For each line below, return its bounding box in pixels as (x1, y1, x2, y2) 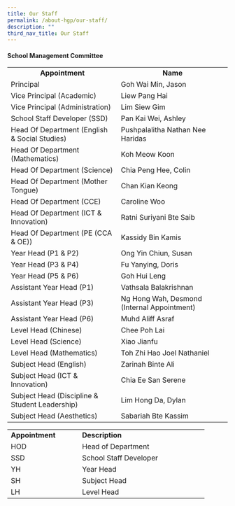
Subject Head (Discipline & (10, 391, 99, 401)
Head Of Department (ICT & (10, 208, 102, 218)
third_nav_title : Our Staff (7, 29, 90, 37)
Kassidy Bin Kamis (120, 232, 182, 242)
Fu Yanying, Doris (120, 260, 178, 269)
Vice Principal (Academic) (10, 91, 97, 101)
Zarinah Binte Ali (120, 360, 175, 370)
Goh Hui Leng (120, 271, 166, 281)
